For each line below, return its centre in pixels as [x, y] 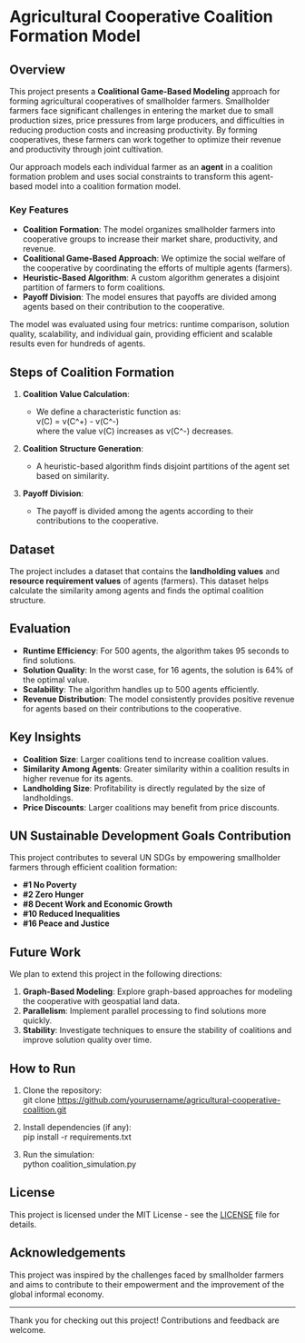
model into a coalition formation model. [108, 186]
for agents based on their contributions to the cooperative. [132, 708]
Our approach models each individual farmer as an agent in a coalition [141, 167]
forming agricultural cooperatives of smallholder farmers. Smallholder [140, 101]
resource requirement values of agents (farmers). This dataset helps [139, 581]
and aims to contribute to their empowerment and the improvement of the [147, 1284]
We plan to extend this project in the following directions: [116, 974]
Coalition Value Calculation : [76, 394]
